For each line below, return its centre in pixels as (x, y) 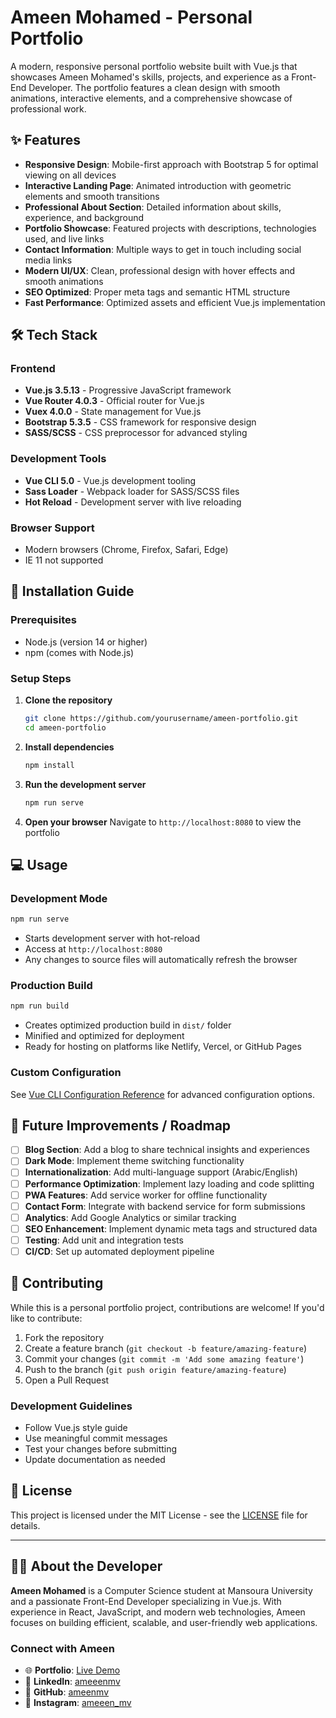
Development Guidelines (71, 1406)
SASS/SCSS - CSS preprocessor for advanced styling (136, 433)
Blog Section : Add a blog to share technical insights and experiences (167, 1150)
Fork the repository (64, 1337)
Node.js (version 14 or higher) (86, 642)
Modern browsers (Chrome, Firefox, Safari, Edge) (126, 550)
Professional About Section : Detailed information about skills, (153, 207)
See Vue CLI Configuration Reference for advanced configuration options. (162, 1094)
